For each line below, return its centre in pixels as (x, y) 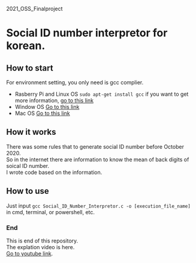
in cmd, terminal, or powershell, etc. (50, 212)
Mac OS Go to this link (42, 113)
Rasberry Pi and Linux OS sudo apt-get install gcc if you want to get (102, 94)
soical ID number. (28, 166)
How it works (31, 132)
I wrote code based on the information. (54, 172)
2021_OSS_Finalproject (34, 9)
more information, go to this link (54, 101)
